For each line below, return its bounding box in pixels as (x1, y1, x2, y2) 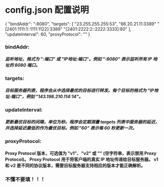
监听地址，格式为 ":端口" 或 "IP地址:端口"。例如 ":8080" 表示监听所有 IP (5, 56, 152, 62)
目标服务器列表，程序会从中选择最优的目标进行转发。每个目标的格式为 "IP (5, 87, 154, 93)
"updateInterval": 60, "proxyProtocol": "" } (5, 31, 91, 37)
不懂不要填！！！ (5, 176, 46, 183)
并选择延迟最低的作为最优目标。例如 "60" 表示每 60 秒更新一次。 (5, 125, 137, 131)
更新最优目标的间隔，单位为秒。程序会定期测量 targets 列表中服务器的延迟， (5, 119, 160, 125)
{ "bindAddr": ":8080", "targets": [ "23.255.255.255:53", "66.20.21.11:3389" (5, 21, 157, 27)
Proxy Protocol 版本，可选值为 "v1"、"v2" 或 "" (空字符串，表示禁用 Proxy (5, 150, 157, 156)
